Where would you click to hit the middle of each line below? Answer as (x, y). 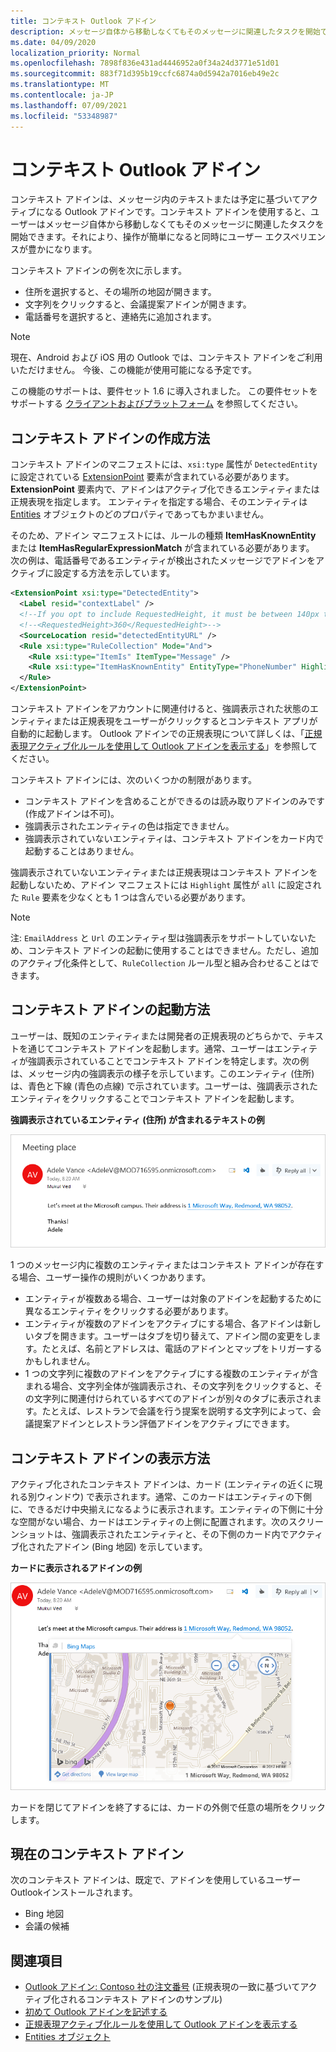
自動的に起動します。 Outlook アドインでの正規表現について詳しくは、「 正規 (166, 733)
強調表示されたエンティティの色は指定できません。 (129, 826)
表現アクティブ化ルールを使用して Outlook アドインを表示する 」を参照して (164, 746)
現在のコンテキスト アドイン (97, 1853)
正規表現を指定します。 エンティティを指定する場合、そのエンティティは (159, 502)
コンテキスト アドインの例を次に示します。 (99, 271)
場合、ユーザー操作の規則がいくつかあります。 (115, 1277)
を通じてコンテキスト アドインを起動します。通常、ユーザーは (146, 1048)
